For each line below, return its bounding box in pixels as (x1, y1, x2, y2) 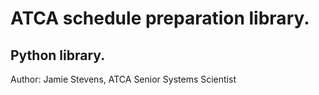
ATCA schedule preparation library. (10, 7, 310, 30)
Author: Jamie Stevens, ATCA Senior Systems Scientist (10, 73, 237, 85)
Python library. (10, 47, 106, 64)
